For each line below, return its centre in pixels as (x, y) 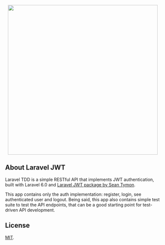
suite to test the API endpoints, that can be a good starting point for (73, 205)
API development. (37, 210)
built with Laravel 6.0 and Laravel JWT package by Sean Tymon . (70, 184)
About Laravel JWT (35, 168)
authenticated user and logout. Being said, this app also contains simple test (82, 199)
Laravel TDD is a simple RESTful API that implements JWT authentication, (80, 179)
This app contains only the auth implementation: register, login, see (73, 194)
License (17, 226)
